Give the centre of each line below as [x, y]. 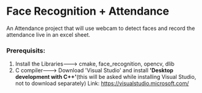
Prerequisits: [26, 50]
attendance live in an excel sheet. [48, 34]
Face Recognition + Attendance [88, 11]
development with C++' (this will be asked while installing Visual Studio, [106, 77]
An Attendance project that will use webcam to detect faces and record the [101, 28]
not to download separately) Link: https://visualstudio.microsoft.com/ [102, 83]
